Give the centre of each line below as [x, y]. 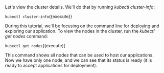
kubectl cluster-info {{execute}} [39, 16]
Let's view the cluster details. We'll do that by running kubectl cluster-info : [80, 7]
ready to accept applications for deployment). [51, 65]
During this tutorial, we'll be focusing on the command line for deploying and [82, 26]
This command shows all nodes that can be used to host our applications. [80, 55]
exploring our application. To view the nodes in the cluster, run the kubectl [80, 31]
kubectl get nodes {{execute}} [35, 46]
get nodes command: [26, 36]
